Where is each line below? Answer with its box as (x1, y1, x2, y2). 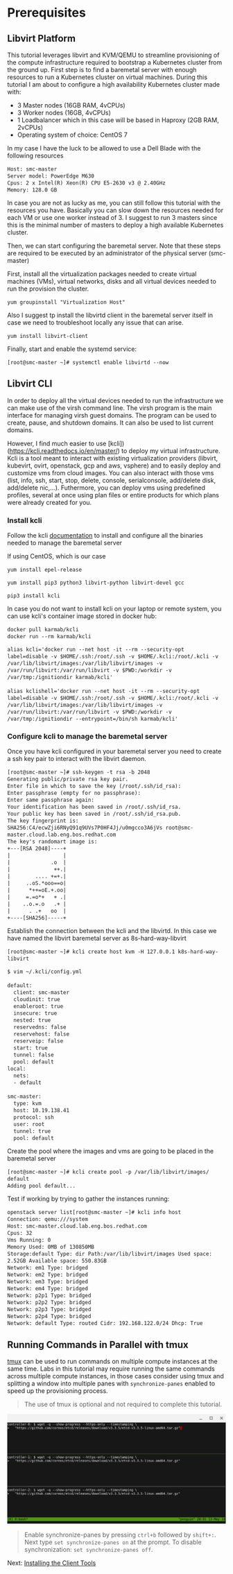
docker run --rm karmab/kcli (7, 633, 92, 640)
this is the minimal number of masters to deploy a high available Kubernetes (7, 221, 224, 229)
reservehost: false (13, 1031, 70, 1038)
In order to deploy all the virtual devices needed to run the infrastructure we (7, 396, 224, 404)
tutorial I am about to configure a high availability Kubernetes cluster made (7, 80, 221, 88)
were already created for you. (7, 498, 92, 506)
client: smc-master (13, 989, 70, 996)
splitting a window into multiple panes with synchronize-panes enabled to (7, 1379, 216, 1388)
